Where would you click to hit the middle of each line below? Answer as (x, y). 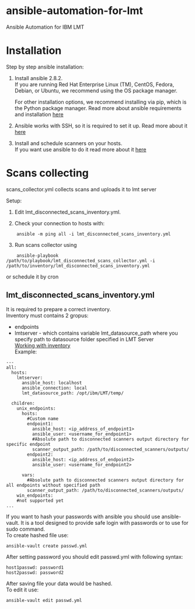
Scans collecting (48, 173)
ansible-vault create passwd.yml (47, 546)
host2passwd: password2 (35, 572)
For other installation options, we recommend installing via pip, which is (100, 102)
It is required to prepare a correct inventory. (59, 309)
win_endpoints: (35, 496)
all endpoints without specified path (53, 485)
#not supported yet (40, 500)
